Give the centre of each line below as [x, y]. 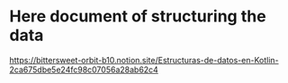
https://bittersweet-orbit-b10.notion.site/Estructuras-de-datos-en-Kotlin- [144, 60]
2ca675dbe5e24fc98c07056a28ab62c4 [84, 70]
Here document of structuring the [138, 17]
